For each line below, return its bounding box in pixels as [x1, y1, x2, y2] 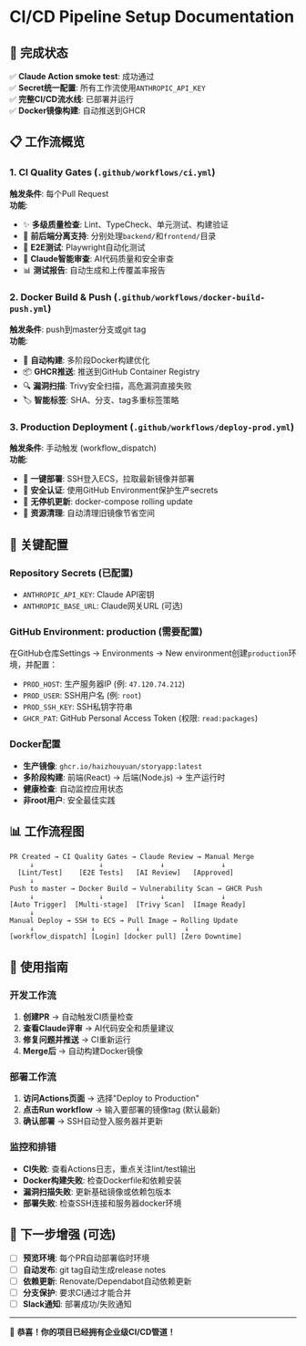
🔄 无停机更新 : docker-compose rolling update [22, 496, 193, 507]
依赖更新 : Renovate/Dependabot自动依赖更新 [22, 1275, 192, 1287]
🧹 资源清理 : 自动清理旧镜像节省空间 [22, 508, 155, 519]
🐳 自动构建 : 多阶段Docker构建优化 [22, 354, 150, 366]
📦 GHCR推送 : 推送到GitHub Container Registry [22, 366, 200, 377]
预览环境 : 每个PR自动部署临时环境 [22, 1252, 150, 1264]
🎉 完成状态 [9, 45, 68, 60]
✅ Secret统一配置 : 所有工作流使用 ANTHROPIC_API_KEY [9, 82, 207, 93]
